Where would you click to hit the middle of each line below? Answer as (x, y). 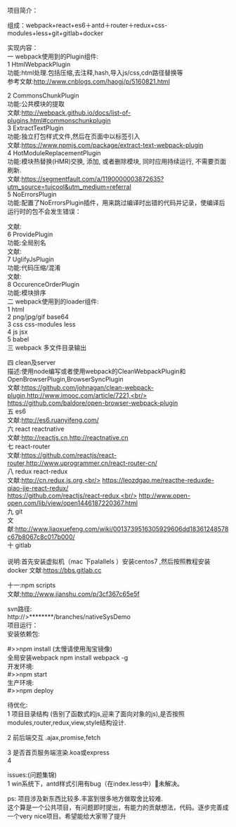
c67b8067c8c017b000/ (41, 537)
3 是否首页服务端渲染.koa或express (59, 753)
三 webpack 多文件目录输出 (47, 347)
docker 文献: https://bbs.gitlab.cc (54, 570)
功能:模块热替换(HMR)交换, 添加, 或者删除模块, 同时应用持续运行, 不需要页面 (117, 161)
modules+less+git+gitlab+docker (55, 33)
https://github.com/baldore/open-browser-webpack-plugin (93, 403)
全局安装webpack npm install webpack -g (68, 658)
